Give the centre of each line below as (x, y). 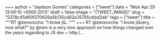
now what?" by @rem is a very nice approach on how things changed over (80, 27)
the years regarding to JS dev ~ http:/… (44, 33)
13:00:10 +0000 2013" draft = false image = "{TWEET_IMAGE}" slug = (75, 12)
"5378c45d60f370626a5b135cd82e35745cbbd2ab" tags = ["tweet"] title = (80, 17)
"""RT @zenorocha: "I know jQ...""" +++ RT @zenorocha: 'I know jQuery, (78, 22)
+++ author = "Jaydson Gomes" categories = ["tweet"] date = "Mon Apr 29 (80, 7)
